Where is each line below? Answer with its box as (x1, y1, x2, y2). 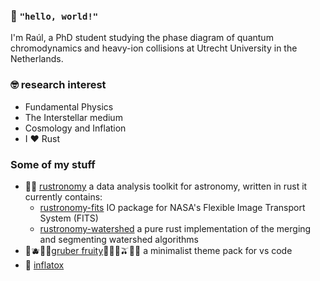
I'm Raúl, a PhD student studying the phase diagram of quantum (10, 32, 274, 44)
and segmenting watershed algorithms (39, 233, 199, 245)
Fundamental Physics (24, 100, 114, 113)
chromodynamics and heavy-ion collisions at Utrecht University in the (10, 42, 298, 54)
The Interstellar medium (24, 111, 123, 123)
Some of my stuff (10, 157, 96, 171)
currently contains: (24, 190, 103, 203)
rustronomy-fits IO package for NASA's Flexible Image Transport (39, 201, 306, 213)
